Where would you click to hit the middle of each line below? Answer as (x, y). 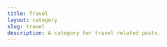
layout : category (32, 20)
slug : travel (26, 26)
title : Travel (28, 13)
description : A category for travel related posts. (84, 33)
